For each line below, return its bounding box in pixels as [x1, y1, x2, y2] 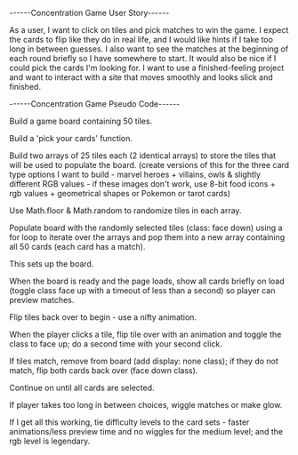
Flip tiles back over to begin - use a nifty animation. [9, 312, 197, 323]
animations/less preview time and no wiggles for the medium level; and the [9, 427, 283, 436]
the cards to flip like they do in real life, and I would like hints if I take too [9, 35, 274, 44]
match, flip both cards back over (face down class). [9, 365, 198, 376]
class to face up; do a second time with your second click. [9, 339, 222, 349]
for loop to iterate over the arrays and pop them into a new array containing [9, 232, 286, 243]
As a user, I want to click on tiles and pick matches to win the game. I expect [9, 25, 289, 35]
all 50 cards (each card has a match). [9, 242, 146, 251]
